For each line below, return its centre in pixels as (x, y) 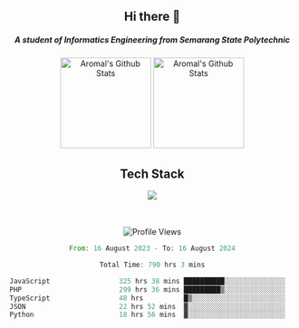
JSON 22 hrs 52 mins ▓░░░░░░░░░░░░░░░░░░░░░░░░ (147, 306)
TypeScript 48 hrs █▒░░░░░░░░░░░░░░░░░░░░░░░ (147, 298)
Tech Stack (152, 174)
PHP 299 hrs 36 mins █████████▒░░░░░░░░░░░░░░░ (147, 289)
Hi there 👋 (152, 17)
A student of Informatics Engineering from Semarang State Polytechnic (152, 39)
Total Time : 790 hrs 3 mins (152, 265)
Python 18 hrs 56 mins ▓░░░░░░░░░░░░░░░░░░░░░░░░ (147, 315)
